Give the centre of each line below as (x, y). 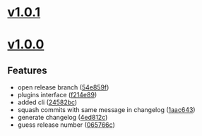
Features (27, 70)
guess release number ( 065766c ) (66, 125)
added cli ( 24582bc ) (47, 102)
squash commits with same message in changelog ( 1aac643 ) (106, 110)
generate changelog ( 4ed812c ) (63, 118)
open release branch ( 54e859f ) (63, 87)
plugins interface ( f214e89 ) (57, 95)
